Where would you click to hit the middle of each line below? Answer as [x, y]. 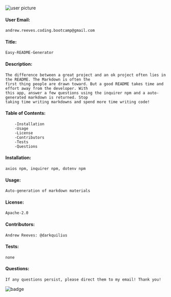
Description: [19, 64]
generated [16, 97]
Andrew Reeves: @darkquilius [36, 235]
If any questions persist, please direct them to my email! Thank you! [83, 280]
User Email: [18, 19]
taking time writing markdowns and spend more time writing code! [78, 102]
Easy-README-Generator [29, 53]
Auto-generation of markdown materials [48, 191]
